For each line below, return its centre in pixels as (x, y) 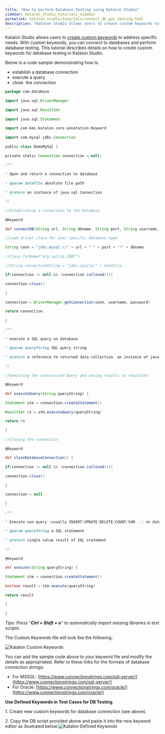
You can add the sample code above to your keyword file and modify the (79, 656)
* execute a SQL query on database (41, 339)
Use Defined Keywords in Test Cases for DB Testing (59, 702)
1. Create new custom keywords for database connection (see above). (76, 711)
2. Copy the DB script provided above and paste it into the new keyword (78, 721)
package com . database (27, 92)
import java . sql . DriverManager (37, 101)
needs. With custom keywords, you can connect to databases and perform (81, 43)
